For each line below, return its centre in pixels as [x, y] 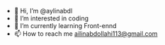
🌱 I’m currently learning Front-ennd [65, 26]
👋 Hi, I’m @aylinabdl [43, 11]
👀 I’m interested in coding [51, 18]
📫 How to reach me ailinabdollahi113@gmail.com [86, 34]
